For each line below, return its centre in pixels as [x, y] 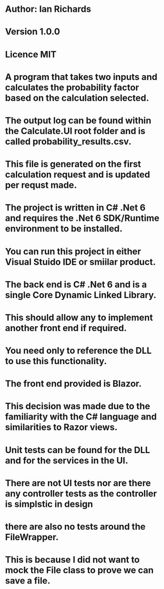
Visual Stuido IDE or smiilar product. [81, 262]
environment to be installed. [64, 229]
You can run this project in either [73, 251]
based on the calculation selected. [77, 98]
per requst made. [41, 185]
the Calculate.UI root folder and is [75, 131]
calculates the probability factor [72, 87]
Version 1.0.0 [33, 32]
